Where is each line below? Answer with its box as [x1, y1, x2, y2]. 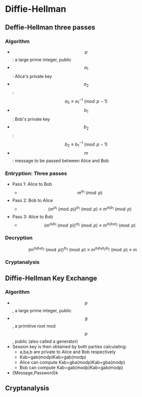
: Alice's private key [12, 73, 53, 79]
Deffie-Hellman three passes [5, 23, 95, 32]
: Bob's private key [12, 116, 50, 122]
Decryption [5, 234, 33, 241]
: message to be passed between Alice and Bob [12, 158, 109, 164]
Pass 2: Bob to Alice [12, 197, 53, 203]
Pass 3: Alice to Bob [12, 213, 53, 220]
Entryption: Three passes [5, 170, 67, 177]
